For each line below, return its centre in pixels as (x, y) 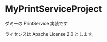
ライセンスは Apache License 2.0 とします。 (50, 34)
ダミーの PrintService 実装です (36, 23)
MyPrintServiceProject (54, 9)
